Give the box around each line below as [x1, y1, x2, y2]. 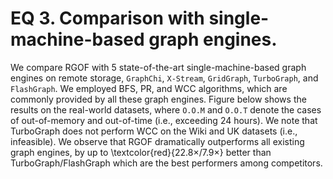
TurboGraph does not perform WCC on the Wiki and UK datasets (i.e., [10, 125, 298, 137]
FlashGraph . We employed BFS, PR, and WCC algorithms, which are [10, 82, 288, 94]
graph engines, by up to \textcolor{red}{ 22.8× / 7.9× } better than [10, 146, 272, 158]
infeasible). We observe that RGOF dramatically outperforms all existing [10, 135, 305, 147]
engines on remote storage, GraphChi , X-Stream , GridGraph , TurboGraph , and [10, 72, 319, 84]
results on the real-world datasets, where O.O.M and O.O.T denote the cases [10, 103, 322, 116]
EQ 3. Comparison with [10, 7, 205, 30]
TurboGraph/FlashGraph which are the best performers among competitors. [10, 157, 323, 169]
